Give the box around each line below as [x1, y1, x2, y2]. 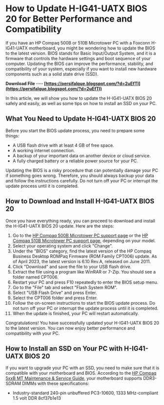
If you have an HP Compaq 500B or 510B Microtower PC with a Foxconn [5, 40, 150, 45]
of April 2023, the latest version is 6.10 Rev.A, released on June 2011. [12, 258, 151, 264]
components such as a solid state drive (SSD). [5, 71, 99, 77]
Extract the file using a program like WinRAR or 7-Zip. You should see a [12, 269, 156, 274]
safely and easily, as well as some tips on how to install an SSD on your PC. [5, 100, 157, 106]
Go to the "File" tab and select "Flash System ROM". [12, 284, 118, 290]
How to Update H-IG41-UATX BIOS [5, 3, 147, 14]
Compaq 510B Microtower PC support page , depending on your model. [12, 238, 156, 244]
